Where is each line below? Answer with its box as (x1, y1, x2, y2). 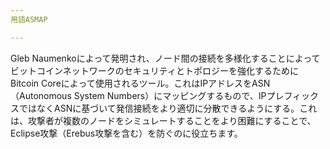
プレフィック (266, 89, 320, 101)
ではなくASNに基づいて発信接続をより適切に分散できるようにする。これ (18, 102, 318, 114)
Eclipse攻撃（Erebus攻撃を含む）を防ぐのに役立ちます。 (10, 127, 243, 139)
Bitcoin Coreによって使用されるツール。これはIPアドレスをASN (10, 77, 271, 89)
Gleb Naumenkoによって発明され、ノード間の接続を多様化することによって (10, 52, 321, 64)
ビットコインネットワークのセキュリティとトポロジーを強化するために (10, 64, 299, 76)
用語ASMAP (10, 14, 48, 25)
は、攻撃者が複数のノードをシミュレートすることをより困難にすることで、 (10, 114, 317, 126)
